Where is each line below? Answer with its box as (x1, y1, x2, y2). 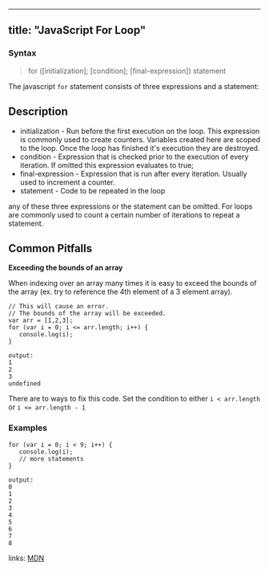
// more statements (18, 454, 84, 462)
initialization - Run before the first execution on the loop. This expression (19, 126, 260, 136)
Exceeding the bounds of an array (8, 263, 123, 273)
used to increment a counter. (19, 177, 115, 187)
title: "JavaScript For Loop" (8, 23, 147, 37)
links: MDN (8, 553, 45, 563)
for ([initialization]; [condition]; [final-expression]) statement (27, 66, 227, 75)
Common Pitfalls (8, 242, 93, 255)
